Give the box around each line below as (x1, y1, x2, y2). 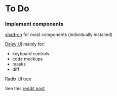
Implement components (5, 21, 64, 28)
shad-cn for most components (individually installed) (5, 32, 113, 37)
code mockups (12, 56, 43, 62)
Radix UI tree (5, 76, 32, 82)
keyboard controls (12, 51, 49, 57)
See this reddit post (5, 86, 45, 92)
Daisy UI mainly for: (5, 41, 45, 47)
